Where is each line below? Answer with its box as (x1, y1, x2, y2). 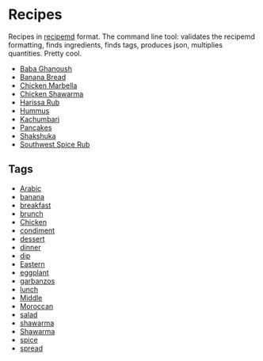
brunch (19, 208, 44, 218)
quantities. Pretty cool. (8, 48, 82, 58)
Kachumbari (19, 114, 60, 123)
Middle (19, 293, 43, 302)
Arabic (19, 184, 42, 193)
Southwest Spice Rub (19, 139, 90, 149)
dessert (19, 234, 45, 243)
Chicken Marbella (19, 81, 78, 90)
